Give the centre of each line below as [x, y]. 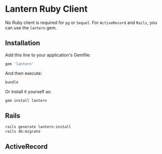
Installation [23, 43]
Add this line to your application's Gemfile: [48, 55]
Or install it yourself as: [28, 91]
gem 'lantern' [20, 64]
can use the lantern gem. [31, 27]
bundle [12, 82]
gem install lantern [26, 100]
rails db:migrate [23, 132]
